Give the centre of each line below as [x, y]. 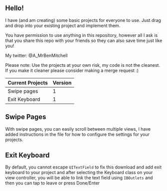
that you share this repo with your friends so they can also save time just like [84, 40]
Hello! [14, 8]
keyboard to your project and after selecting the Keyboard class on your [79, 173]
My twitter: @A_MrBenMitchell [37, 55]
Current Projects [28, 83]
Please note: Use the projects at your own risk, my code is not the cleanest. [83, 65]
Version [62, 83]
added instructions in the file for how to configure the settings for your [77, 134]
